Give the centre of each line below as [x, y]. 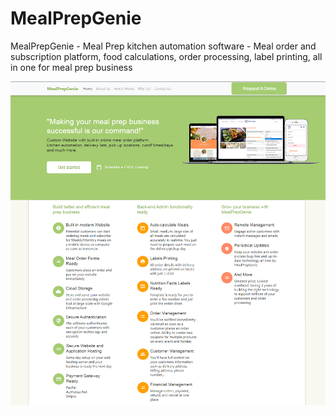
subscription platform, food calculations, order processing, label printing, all [166, 56]
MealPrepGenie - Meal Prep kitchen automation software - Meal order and [163, 46]
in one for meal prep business [71, 67]
